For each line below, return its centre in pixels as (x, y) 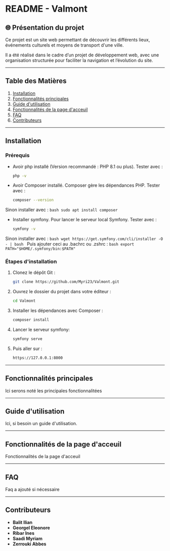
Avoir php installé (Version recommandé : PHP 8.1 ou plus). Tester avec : (88, 166)
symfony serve (27, 339)
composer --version (33, 200)
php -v (19, 176)
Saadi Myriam (28, 538)
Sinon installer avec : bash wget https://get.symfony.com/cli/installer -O (84, 238)
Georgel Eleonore (31, 528)
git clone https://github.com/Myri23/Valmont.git (66, 282)
